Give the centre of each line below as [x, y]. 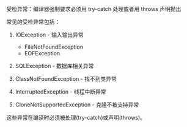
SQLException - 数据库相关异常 [54, 66]
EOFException [42, 53]
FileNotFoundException [54, 47]
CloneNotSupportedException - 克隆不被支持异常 [77, 105]
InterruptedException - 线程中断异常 [61, 92]
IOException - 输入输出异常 [49, 35]
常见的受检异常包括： [33, 22]
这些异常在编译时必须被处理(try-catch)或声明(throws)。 [76, 118]
